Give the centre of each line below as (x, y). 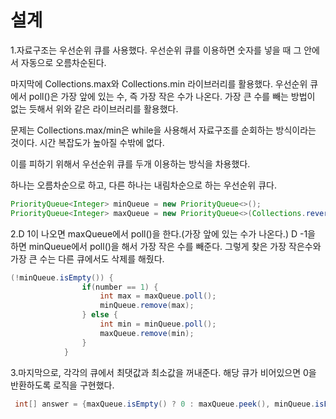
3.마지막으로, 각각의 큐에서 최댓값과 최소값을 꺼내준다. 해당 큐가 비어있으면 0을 (163, 372)
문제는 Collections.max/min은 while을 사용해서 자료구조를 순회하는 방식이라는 (163, 130)
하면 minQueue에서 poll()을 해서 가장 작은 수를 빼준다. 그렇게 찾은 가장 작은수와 (166, 246)
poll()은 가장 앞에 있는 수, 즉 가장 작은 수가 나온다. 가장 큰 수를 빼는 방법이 (172, 96)
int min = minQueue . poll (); (158, 324)
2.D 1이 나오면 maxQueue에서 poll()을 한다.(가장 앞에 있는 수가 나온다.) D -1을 (163, 233)
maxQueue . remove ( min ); (147, 333)
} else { (99, 315)
